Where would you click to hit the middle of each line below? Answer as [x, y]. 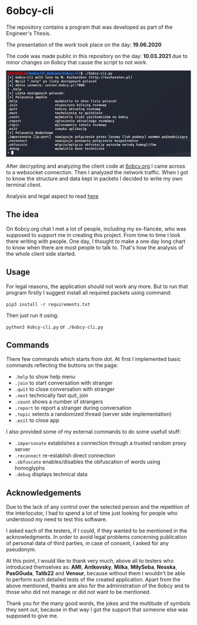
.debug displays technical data [51, 474]
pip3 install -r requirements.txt [48, 304]
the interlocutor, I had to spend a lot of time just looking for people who [92, 513]
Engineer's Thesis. [28, 33]
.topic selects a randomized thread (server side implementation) [93, 414]
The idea [23, 214]
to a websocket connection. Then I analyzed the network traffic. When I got [97, 173]
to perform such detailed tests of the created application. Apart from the [93, 580]
